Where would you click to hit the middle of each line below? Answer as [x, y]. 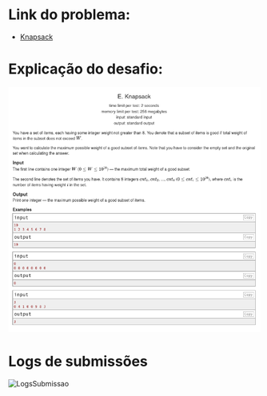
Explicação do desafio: [86, 69]
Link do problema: [69, 15]
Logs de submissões [78, 362]
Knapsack [36, 37]
